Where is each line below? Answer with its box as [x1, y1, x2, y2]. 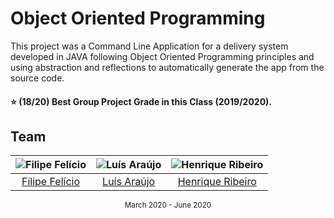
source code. [10, 72, 65, 84]
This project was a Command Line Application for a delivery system [10, 40, 289, 52]
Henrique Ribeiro [177, 175, 257, 189]
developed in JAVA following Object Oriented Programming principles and [10, 50, 315, 62]
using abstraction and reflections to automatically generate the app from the [10, 61, 325, 73]
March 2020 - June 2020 [124, 200, 212, 211]
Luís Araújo [102, 175, 156, 189]
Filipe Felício [21, 175, 80, 189]
